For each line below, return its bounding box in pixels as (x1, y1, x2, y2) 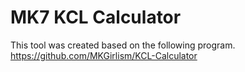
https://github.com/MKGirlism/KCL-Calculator (10, 49, 198, 61)
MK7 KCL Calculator (10, 6, 182, 29)
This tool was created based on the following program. (10, 39, 236, 51)
